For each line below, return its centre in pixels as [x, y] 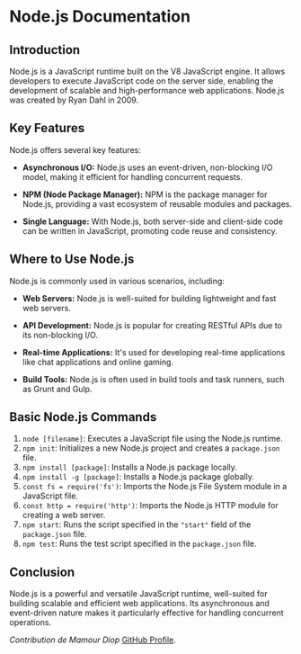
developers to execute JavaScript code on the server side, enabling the [142, 81]
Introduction [45, 50]
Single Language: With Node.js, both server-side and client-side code [152, 221]
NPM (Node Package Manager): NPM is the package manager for [145, 194]
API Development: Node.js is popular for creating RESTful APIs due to [152, 325]
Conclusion [42, 572]
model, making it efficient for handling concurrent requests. [132, 176]
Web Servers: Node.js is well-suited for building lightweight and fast [149, 298]
